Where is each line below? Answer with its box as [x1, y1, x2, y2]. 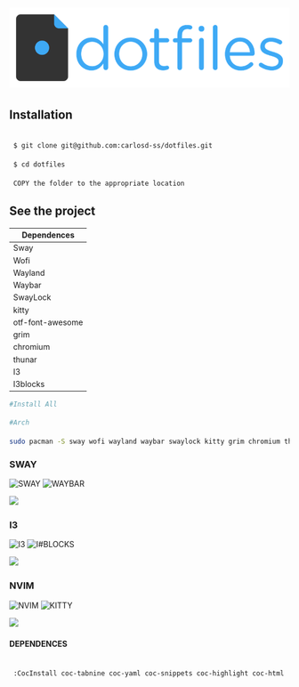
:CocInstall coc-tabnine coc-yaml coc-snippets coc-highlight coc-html [12, 668, 285, 678]
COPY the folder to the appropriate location [12, 179, 185, 188]
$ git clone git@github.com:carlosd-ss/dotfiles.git [12, 141, 214, 150]
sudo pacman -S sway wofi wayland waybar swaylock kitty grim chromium [9, 437, 280, 447]
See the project [9, 204, 96, 219]
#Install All [9, 400, 58, 408]
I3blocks [12, 379, 45, 390]
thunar [12, 354, 37, 365]
